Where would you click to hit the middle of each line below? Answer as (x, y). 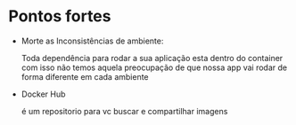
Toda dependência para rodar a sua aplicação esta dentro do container (152, 58)
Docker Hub (43, 94)
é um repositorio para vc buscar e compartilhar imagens (124, 111)
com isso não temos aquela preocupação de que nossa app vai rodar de (154, 67)
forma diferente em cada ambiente (85, 76)
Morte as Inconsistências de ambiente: (92, 41)
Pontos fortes (60, 16)
